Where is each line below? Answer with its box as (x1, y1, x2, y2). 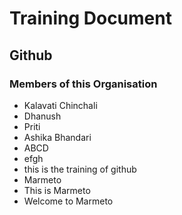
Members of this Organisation (9, 77, 158, 91)
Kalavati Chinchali (23, 99, 98, 111)
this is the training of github (23, 163, 137, 175)
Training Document (9, 7, 172, 30)
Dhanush (23, 110, 62, 122)
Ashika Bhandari (23, 131, 92, 143)
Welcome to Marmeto (23, 195, 114, 207)
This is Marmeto (23, 184, 91, 196)
